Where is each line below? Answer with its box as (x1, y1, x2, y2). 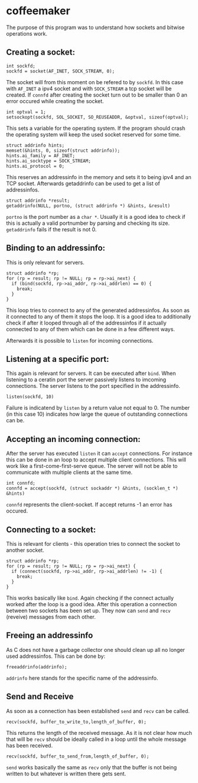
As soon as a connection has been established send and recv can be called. (6, 707, 190, 714)
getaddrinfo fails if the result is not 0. (6, 225, 97, 233)
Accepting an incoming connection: (6, 434, 141, 444)
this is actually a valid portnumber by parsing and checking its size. (6, 219, 170, 227)
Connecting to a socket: (6, 524, 96, 534)
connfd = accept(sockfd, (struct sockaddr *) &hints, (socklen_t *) (6, 485, 178, 492)
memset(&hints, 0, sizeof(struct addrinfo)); (6, 147, 120, 154)
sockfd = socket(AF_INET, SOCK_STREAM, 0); (6, 68, 115, 74)
